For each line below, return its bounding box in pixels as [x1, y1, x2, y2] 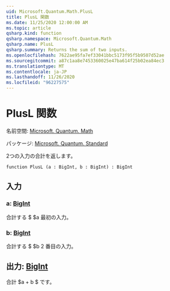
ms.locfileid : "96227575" [6, 80, 69, 86]
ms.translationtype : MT [6, 63, 65, 69]
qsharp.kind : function [6, 31, 62, 36]
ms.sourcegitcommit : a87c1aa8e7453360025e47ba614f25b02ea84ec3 [6, 58, 165, 63]
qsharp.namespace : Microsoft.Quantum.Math [6, 36, 112, 42]
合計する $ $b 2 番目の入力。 [6, 242, 76, 250]
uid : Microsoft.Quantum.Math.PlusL [6, 8, 94, 15]
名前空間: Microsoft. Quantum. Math [6, 127, 94, 134]
